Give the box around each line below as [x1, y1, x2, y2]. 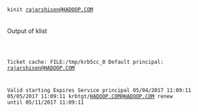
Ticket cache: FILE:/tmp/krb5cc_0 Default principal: [7, 58, 164, 65]
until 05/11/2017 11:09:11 [7, 99, 84, 106]
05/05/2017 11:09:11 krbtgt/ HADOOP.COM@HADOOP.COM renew [7, 93, 173, 100]
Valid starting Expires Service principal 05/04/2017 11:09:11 [7, 87, 192, 93]
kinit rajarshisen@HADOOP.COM [7, 6, 94, 13]
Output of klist [7, 27, 47, 35]
